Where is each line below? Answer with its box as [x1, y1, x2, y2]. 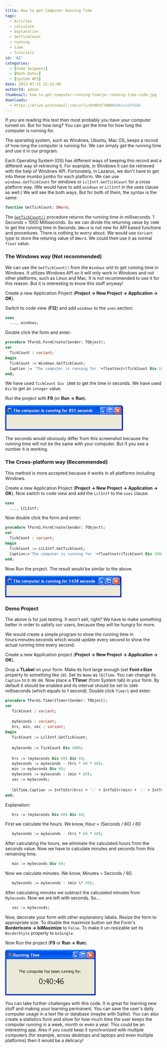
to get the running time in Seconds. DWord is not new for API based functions [5, 225, 162, 231]
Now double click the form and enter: [5, 515, 82, 521]
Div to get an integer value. [5, 386, 62, 392]
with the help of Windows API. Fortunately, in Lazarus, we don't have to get [5, 168, 159, 174]
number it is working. [5, 446, 49, 452]
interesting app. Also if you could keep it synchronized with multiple [5, 1027, 144, 1033]
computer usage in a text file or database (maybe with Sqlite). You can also [5, 1011, 159, 1017]
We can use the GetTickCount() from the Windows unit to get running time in [5, 264, 159, 270]
